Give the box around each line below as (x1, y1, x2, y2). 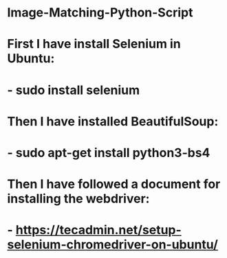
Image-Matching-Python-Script (7, 5, 193, 21)
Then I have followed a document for (7, 176, 221, 192)
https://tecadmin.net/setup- (15, 222, 182, 238)
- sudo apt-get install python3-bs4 (7, 145, 210, 161)
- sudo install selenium (7, 82, 140, 97)
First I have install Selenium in (7, 36, 181, 52)
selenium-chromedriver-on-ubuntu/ (7, 237, 219, 253)
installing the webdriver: (7, 191, 150, 207)
